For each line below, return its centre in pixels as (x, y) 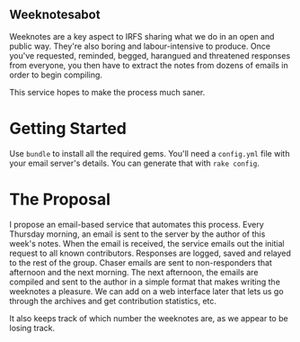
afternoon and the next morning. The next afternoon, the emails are (134, 272)
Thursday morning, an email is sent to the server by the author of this (137, 234)
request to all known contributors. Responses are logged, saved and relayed (150, 253)
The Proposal (60, 199)
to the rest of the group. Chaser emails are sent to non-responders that (141, 262)
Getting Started (68, 129)
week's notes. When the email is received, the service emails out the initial (147, 243)
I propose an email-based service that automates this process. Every (137, 224)
